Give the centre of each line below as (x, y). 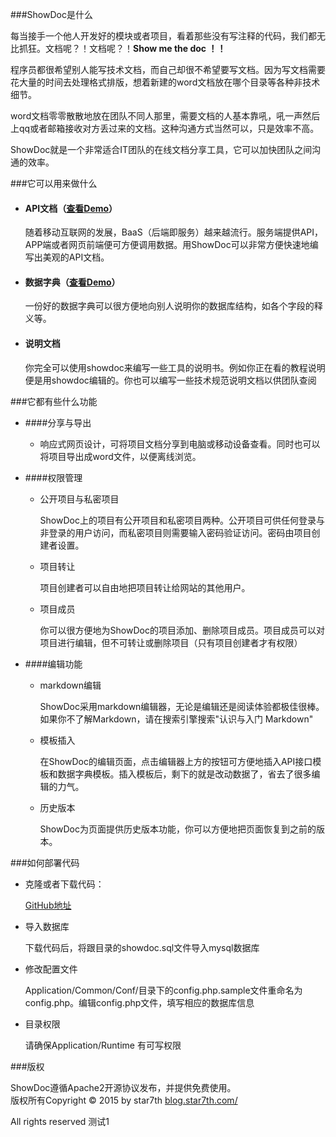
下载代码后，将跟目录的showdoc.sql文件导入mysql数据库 (142, 947)
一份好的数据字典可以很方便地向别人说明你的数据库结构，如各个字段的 (169, 306)
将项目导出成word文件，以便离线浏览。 (120, 456)
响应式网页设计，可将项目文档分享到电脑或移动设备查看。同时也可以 (180, 444)
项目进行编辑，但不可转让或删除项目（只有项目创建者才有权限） (171, 642)
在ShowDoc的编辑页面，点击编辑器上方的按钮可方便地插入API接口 (176, 761)
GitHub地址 (48, 905)
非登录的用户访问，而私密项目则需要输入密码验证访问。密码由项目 (175, 532)
